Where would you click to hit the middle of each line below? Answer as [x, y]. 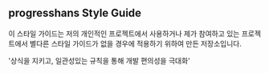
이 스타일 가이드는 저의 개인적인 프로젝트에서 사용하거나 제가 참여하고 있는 [124, 33]
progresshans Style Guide [75, 13]
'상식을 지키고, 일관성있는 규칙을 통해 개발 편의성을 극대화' [99, 60]
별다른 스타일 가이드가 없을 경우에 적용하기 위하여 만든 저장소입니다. [136, 43]
